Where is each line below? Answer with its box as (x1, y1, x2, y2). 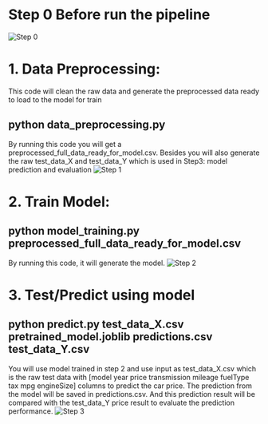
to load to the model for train (8, 94, 102, 105)
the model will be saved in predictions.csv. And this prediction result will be (8, 389, 255, 398)
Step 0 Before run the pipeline (8, 6, 211, 24)
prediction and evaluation (8, 164, 92, 174)
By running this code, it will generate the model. (8, 258, 166, 267)
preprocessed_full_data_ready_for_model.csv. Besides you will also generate (8, 148, 260, 157)
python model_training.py (8, 224, 140, 238)
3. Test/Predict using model (8, 286, 195, 304)
